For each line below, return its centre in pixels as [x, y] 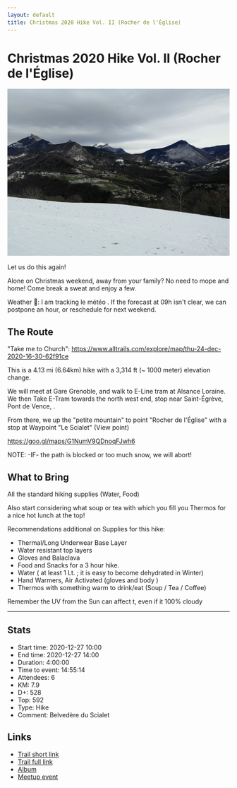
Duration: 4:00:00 [43, 662]
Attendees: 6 [36, 677]
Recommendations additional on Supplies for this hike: [86, 529]
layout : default [31, 15]
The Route [31, 332]
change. [19, 377]
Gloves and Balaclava [49, 558]
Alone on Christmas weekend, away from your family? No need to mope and [118, 281]
